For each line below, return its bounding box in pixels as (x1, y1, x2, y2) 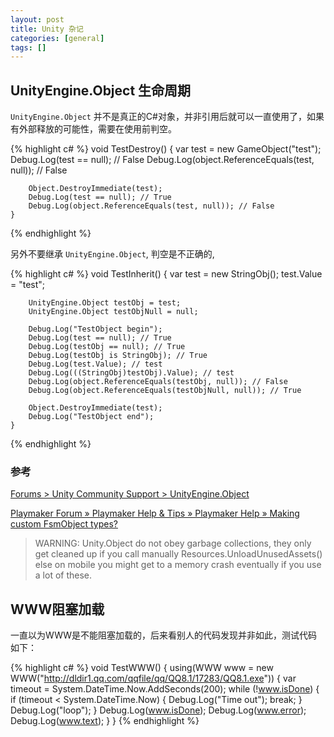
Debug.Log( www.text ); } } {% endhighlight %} (10, 715, 200, 727)
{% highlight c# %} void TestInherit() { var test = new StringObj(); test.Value (10, 268, 323, 280)
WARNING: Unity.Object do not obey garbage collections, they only (34, 537, 312, 550)
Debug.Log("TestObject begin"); (28, 324, 163, 335)
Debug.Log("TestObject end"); (28, 412, 155, 422)
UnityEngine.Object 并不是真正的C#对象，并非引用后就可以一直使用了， (10, 111, 307, 123)
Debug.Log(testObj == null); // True (28, 342, 186, 352)
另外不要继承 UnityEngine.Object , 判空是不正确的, (10, 248, 215, 260)
